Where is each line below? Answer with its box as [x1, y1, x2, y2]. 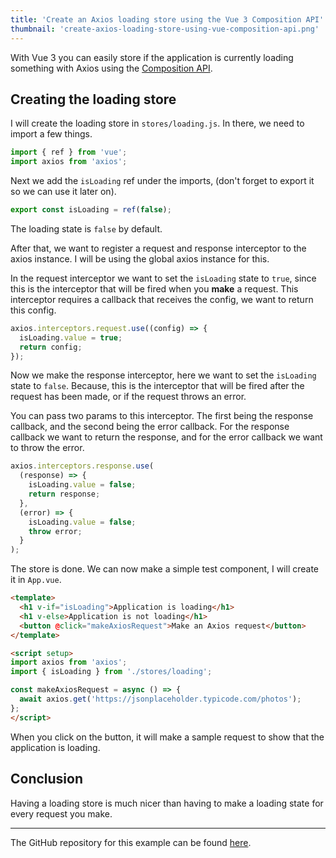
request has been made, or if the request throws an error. [10, 391, 247, 403]
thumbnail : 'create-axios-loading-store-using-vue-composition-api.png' [10, 24, 320, 34]
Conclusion [10, 771, 84, 788]
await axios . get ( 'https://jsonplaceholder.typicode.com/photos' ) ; [19, 694, 302, 705]
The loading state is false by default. [10, 222, 163, 235]
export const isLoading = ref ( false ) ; [10, 205, 172, 215]
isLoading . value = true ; [19, 332, 123, 343]
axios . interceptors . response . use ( [10, 461, 155, 471]
